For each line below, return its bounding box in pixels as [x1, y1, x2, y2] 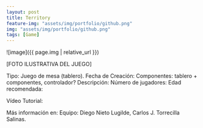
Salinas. [6, 116, 26, 123]
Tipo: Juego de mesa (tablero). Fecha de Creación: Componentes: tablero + [6, 72, 197, 80]
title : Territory [6, 15, 51, 21]
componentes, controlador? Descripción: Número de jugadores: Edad [6, 79, 182, 86]
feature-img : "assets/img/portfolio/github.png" [6, 20, 133, 26]
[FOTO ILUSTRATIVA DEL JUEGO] [6, 61, 92, 68]
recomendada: [6, 85, 43, 92]
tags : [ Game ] [6, 32, 40, 38]
